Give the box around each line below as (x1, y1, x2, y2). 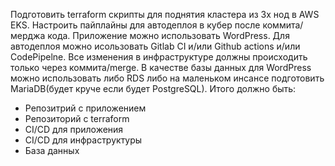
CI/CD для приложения (24, 124, 124, 135)
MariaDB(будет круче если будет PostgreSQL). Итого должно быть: (10, 83, 297, 94)
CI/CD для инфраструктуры (24, 134, 143, 146)
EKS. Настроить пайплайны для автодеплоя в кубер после (10, 19, 261, 31)
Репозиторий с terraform (24, 113, 130, 124)
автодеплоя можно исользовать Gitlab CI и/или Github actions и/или (10, 40, 301, 52)
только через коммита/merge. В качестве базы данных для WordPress (10, 62, 312, 73)
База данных (24, 145, 80, 156)
